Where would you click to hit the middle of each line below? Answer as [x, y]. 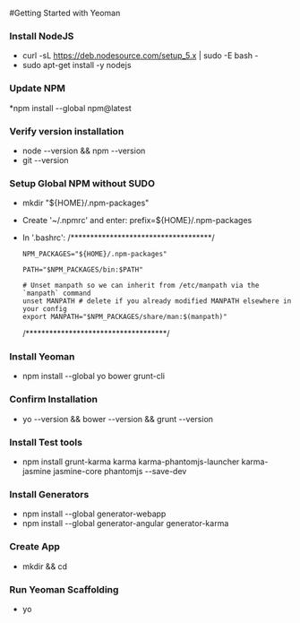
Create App [35, 547]
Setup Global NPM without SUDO [82, 183]
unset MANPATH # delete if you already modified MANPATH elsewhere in [157, 301]
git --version [45, 160]
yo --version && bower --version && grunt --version [117, 419]
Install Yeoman [42, 357]
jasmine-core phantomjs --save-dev [120, 472]
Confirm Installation [54, 400]
